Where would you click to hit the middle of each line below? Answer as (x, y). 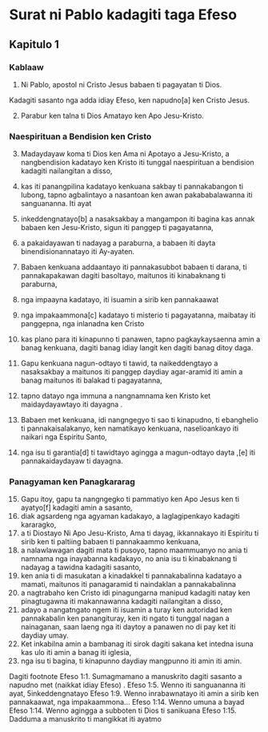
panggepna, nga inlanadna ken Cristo (82, 324)
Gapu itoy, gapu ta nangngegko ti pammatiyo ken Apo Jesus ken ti (130, 499)
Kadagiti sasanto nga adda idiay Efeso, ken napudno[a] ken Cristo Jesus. (130, 100)
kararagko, (38, 525)
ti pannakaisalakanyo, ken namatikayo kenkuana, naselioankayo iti (130, 429)
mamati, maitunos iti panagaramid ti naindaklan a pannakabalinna (128, 584)
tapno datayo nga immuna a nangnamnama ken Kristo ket (116, 396)
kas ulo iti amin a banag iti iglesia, (76, 653)
